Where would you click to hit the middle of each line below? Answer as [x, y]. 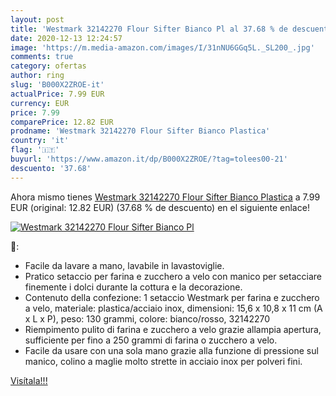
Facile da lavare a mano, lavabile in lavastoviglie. [124, 265]
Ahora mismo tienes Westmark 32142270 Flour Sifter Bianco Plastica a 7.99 [165, 197]
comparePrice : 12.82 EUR [62, 122]
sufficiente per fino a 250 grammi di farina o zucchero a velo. [151, 340]
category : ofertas [48, 66]
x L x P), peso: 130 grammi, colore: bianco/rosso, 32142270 [147, 318]
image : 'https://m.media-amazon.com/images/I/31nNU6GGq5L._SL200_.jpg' [162, 47]
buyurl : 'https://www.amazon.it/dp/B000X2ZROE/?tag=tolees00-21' [149, 159]
